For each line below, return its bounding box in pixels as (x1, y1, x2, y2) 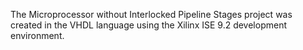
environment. (10, 30, 65, 41)
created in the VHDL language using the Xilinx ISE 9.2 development (10, 19, 287, 31)
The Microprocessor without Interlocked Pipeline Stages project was (10, 9, 293, 20)
